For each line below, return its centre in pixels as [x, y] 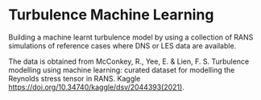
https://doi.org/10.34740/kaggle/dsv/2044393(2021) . [97, 87]
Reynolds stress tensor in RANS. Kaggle [75, 78]
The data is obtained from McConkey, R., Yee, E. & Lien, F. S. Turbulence [129, 61]
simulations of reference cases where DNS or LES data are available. [122, 45]
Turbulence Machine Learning [111, 15]
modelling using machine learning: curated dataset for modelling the [122, 69]
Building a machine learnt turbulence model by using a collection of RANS [131, 37]
